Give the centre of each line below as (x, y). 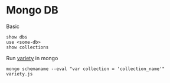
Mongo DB (32, 10)
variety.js (19, 74)
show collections (27, 47)
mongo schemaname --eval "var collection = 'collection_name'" (86, 69)
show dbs (17, 37)
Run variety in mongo (32, 58)
